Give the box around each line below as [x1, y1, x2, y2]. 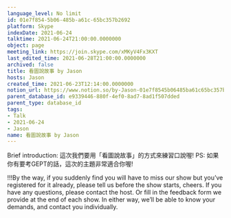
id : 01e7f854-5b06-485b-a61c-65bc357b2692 [7, 17, 131, 23]
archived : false [7, 61, 54, 68]
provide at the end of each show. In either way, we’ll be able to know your [7, 195, 215, 204]
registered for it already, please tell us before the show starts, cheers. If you [7, 181, 222, 189]
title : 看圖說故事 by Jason [7, 67, 82, 74]
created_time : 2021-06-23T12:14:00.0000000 [7, 80, 134, 87]
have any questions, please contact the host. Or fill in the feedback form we [7, 188, 222, 197]
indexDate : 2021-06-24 [7, 29, 72, 36]
